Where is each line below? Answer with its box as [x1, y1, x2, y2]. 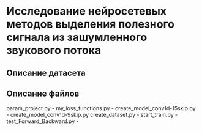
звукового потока [6, 43, 102, 58]
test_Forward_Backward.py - [6, 118, 79, 125]
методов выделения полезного [6, 17, 174, 31]
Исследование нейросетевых [6, 4, 167, 18]
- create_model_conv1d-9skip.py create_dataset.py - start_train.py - [6, 111, 178, 119]
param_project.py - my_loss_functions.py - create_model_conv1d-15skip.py [6, 105, 196, 112]
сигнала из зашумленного [6, 31, 148, 44]
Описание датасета [6, 67, 86, 78]
